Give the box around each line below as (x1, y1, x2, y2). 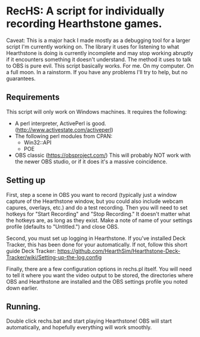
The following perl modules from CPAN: (14, 132, 113, 139)
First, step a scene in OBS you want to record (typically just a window (6, 191, 177, 198)
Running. (6, 301, 41, 312)
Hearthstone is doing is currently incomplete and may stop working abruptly (6, 49, 193, 56)
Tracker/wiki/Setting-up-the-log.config (6, 253, 102, 261)
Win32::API (23, 139, 52, 146)
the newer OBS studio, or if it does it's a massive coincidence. (14, 157, 168, 165)
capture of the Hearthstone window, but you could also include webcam (6, 198, 184, 205)
